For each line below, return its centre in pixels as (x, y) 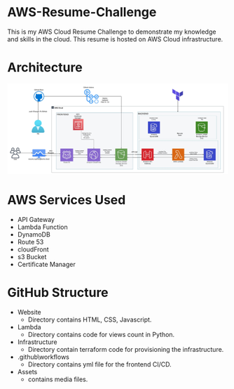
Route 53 (30, 242)
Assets (27, 371)
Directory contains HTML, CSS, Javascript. (90, 319)
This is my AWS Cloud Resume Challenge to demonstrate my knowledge (112, 32)
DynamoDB (34, 235)
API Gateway (36, 220)
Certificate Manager (46, 265)
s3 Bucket (32, 257)
